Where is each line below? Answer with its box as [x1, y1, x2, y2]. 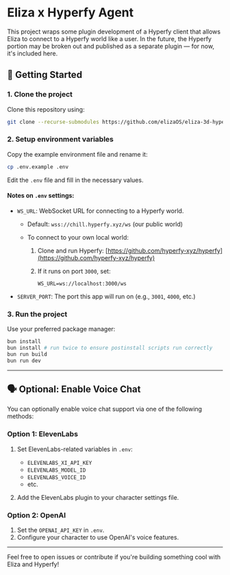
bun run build [7, 350, 48, 357]
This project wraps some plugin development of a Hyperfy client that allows [7, 27, 221, 36]
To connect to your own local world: [27, 233, 129, 241]
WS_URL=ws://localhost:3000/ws [37, 280, 127, 287]
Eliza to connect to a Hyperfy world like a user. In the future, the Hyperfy [7, 34, 212, 42]
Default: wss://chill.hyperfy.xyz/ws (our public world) [27, 220, 183, 228]
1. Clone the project [7, 90, 73, 99]
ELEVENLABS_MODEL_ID [27, 467, 86, 474]
